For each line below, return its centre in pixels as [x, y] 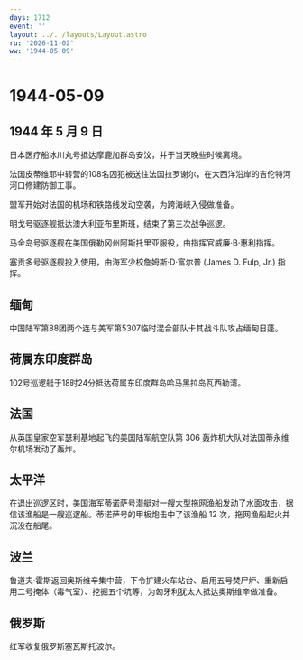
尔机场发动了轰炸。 [45, 449]
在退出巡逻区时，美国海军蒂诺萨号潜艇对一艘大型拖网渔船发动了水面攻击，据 [151, 503]
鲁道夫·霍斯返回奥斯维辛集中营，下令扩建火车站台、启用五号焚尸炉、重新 [145, 581]
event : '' [28, 26]
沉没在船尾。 [33, 525]
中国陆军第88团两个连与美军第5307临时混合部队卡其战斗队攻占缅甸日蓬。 [146, 328]
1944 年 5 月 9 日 [56, 131]
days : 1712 [30, 18]
